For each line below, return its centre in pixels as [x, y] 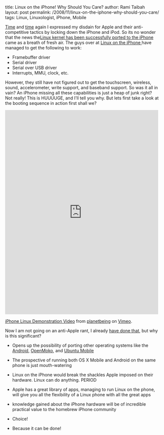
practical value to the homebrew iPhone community [64, 409]
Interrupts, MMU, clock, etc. [40, 73]
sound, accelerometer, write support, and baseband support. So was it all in [82, 87]
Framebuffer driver [31, 57]
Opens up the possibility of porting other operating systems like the [80, 345]
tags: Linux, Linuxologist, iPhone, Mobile [46, 17]
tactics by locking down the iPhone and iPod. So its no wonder [93, 32]
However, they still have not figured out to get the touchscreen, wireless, [78, 82]
